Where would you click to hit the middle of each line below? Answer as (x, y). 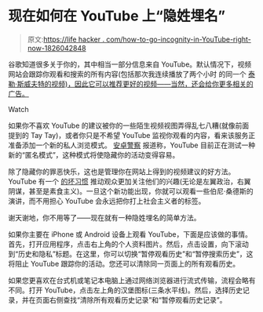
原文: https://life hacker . (66, 39)
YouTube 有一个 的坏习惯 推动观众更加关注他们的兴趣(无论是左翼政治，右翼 (130, 181)
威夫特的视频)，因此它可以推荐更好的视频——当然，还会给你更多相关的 (139, 84)
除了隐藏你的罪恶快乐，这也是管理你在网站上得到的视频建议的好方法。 (122, 171)
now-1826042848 (57, 48)
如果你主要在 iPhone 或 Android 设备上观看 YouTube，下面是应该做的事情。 (130, 234)
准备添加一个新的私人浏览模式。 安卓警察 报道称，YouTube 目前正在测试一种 (132, 145)
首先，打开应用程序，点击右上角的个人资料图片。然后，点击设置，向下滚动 (128, 244)
